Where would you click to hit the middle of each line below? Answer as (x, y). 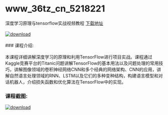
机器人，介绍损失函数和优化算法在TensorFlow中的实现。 (68, 82)
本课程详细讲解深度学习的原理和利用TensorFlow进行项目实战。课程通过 (79, 57)
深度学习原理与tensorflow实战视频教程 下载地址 (54, 23)
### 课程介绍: (20, 45)
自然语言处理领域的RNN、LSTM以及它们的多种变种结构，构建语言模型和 (84, 75)
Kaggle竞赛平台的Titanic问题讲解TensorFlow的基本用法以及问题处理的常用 (82, 63)
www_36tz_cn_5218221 (55, 9)
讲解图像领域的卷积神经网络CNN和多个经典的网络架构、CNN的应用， (85, 69)
